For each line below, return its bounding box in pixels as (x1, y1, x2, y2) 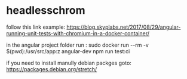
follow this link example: (6, 23, 66, 31)
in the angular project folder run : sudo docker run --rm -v (6, 41, 149, 48)
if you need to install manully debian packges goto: (6, 59, 131, 66)
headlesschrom (6, 4, 85, 17)
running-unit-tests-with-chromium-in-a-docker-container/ (6, 29, 150, 37)
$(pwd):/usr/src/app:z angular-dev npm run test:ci (6, 47, 130, 54)
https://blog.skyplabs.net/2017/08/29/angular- (66, 23, 181, 31)
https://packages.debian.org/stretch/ (6, 65, 97, 72)
